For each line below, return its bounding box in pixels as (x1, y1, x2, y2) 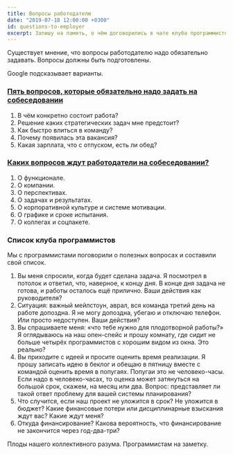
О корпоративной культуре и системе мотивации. (17, 203, 166, 212)
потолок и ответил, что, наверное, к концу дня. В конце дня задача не (17, 279, 225, 288)
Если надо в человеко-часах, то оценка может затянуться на (17, 375, 200, 384)
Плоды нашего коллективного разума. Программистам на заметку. (7, 440, 209, 448)
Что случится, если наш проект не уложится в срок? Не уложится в (17, 397, 218, 406)
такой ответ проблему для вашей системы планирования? (17, 390, 192, 398)
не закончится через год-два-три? (17, 427, 120, 435)
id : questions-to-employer (7, 23, 85, 30)
